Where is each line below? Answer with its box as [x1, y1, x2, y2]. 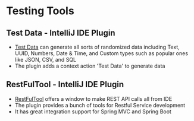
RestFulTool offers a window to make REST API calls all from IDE [14, 95, 173, 102]
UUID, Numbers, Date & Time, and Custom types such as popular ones [14, 50, 189, 57]
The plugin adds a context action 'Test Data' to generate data [14, 62, 165, 69]
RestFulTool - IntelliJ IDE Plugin [6, 79, 124, 90]
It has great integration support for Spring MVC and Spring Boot [14, 108, 171, 115]
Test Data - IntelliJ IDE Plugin [6, 28, 115, 38]
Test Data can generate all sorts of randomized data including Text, [14, 43, 180, 50]
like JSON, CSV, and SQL [14, 56, 76, 63]
